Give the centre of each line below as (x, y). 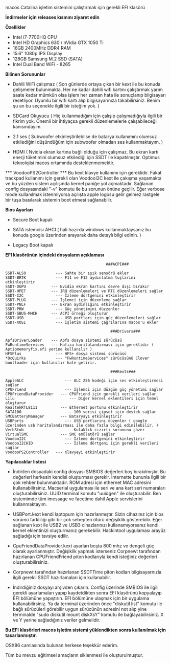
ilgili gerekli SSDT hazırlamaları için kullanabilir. (62, 577)
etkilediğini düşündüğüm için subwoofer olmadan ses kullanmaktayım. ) (88, 142)
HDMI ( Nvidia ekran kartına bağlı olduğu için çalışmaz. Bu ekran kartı (86, 152)
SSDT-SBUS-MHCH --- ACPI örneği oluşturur (57, 314)
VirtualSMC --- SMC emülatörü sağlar (60, 434)
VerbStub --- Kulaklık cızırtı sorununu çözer (75, 430)
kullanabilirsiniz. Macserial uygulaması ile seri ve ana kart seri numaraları (89, 488)
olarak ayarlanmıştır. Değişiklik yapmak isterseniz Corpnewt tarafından (87, 551)
